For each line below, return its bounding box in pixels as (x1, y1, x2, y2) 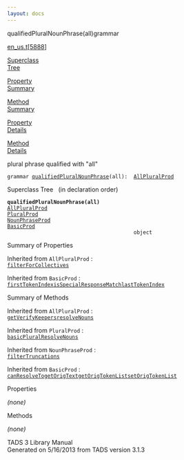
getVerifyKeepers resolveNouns (7, 314, 94, 321)
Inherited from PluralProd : (7, 326, 84, 334)
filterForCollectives (7, 261, 70, 268)
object (133, 229, 153, 236)
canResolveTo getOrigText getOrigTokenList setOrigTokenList (7, 372, 177, 379)
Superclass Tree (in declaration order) (7, 185, 119, 194)
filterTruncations (7, 353, 60, 360)
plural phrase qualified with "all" (7, 160, 99, 168)
